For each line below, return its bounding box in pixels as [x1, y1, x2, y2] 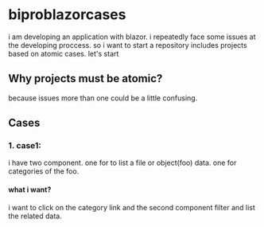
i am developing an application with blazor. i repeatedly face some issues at [8, 32, 256, 41]
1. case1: [8, 140, 42, 151]
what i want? [8, 185, 52, 194]
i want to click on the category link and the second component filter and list [8, 202, 256, 212]
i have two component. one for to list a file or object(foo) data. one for [8, 158, 237, 168]
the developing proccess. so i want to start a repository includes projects [8, 40, 248, 49]
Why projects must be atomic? [8, 72, 163, 85]
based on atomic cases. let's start [8, 49, 119, 58]
